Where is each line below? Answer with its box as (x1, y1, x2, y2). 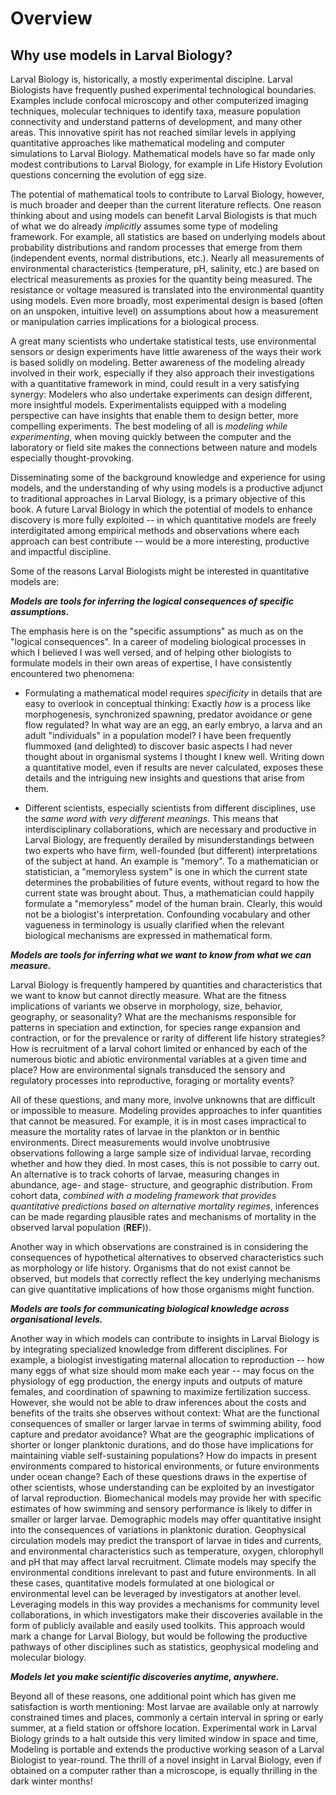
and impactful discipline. (10, 546, 112, 557)
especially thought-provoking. (10, 452, 135, 464)
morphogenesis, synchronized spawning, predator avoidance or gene (24, 708, 313, 720)
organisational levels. (10, 1313, 103, 1325)
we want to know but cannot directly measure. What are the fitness (10, 990, 287, 1001)
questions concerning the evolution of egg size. (10, 169, 207, 181)
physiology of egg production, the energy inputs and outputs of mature (10, 1375, 303, 1387)
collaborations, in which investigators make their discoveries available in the (10, 1609, 323, 1621)
